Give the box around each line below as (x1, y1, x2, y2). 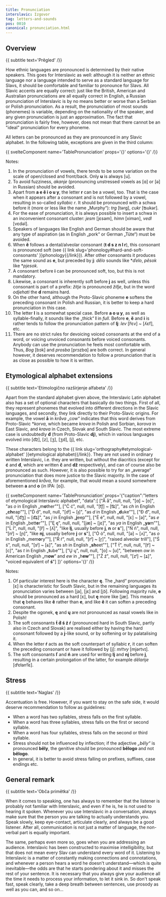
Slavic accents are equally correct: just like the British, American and (5, 88, 145, 94)
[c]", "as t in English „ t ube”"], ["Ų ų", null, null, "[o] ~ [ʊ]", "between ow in (5, 547, 155, 553)
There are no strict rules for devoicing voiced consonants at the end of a (12, 331, 161, 337)
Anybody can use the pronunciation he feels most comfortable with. (12, 341, 151, 347)
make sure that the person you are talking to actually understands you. (5, 814, 150, 820)
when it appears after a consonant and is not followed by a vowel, (12, 194, 147, 200)
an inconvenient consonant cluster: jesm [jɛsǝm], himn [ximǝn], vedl (12, 215, 152, 221)
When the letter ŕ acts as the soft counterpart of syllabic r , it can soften (12, 641, 158, 647)
